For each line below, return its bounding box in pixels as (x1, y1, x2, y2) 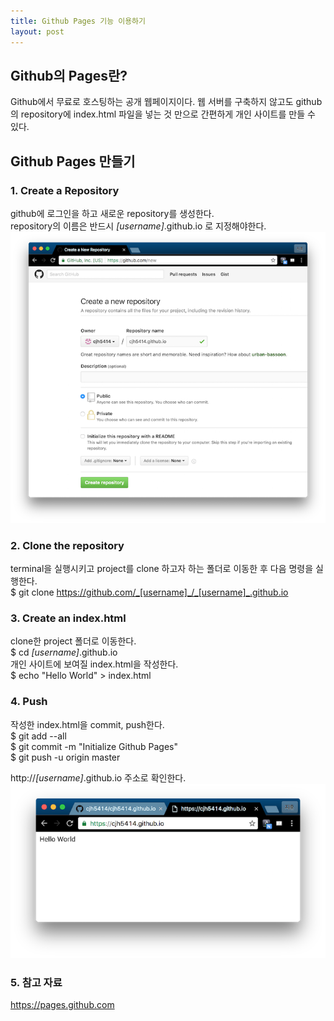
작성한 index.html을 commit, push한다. (10, 718, 165, 730)
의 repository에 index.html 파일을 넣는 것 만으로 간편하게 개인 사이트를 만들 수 (10, 108, 316, 120)
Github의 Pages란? (10, 67, 128, 84)
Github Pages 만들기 (10, 153, 136, 170)
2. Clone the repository (10, 538, 125, 552)
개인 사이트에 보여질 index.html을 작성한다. (10, 658, 179, 670)
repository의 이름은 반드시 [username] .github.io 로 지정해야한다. (10, 220, 267, 232)
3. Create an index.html (10, 611, 127, 625)
